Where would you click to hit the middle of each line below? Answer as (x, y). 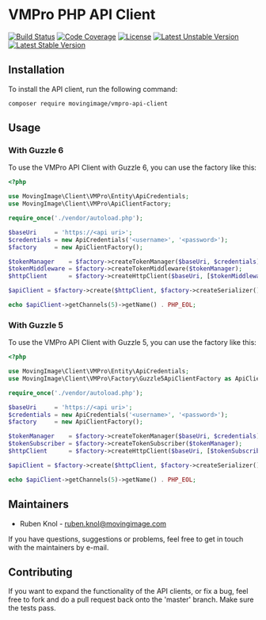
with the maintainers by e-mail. (59, 547)
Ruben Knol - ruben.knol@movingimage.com (93, 523)
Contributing (40, 572)
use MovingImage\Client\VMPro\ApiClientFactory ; (90, 204)
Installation (36, 70)
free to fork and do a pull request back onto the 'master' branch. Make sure (131, 599)
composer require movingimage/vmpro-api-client (88, 103)
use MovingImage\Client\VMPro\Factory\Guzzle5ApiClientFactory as (120, 378)
